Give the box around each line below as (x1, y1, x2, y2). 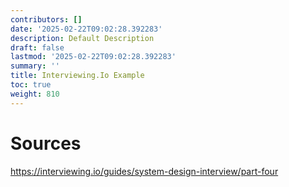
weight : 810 (10, 89, 60, 99)
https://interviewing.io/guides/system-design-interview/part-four (10, 165, 279, 177)
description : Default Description (10, 33, 155, 43)
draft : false (10, 42, 65, 53)
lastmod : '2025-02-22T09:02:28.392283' (10, 52, 177, 62)
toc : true (10, 80, 52, 90)
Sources (10, 132, 82, 155)
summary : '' (10, 61, 60, 71)
